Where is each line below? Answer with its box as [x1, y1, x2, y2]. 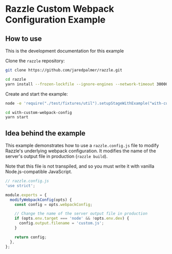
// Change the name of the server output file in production [14, 211, 147, 216]
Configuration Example [5, 14, 106, 26]
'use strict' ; [5, 183, 36, 188]
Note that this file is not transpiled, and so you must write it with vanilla [5, 163, 155, 169]
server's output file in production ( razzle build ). [5, 153, 108, 159]
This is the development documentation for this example [5, 48, 124, 54]
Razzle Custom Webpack [5, 3, 114, 15]
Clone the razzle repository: [5, 58, 65, 64]
